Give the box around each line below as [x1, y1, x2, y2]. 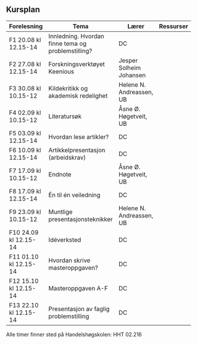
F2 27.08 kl [9, 60, 41, 68]
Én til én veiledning [48, 191, 101, 199]
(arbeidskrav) [48, 153, 86, 161]
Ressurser [159, 22, 189, 30]
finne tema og [48, 39, 87, 48]
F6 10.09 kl [9, 146, 41, 154]
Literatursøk [48, 112, 82, 120]
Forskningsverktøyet [48, 60, 105, 68]
